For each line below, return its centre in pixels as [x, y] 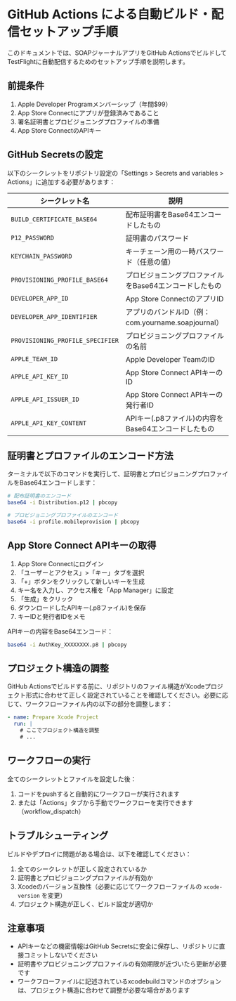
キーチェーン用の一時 [160, 251]
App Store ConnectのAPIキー [59, 130]
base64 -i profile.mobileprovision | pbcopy [73, 522]
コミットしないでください [61, 955]
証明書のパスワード [157, 238]
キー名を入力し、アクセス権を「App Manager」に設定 [96, 590]
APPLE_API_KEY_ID [40, 376]
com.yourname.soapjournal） [174, 322]
